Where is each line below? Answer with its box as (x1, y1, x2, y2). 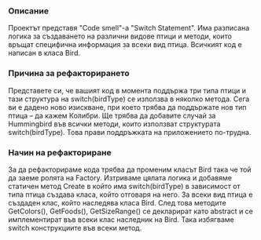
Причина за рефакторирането (8, 68, 130, 79)
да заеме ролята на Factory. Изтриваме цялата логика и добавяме (8, 173, 232, 182)
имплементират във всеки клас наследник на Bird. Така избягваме (8, 214, 234, 224)
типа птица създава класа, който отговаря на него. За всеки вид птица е (8, 190, 253, 199)
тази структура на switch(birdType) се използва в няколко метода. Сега (8, 94, 250, 104)
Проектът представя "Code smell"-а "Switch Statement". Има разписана (8, 24, 250, 33)
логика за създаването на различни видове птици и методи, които (8, 31, 232, 41)
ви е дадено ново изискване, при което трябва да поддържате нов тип (8, 102, 247, 111)
